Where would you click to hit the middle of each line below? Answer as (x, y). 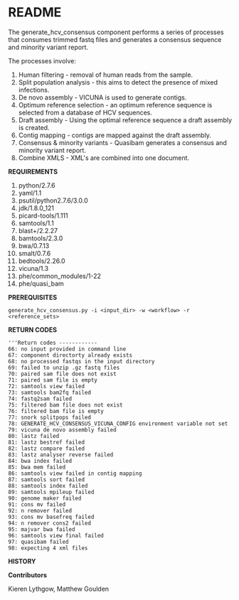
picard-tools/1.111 (43, 215)
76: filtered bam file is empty (56, 411)
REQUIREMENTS (33, 171)
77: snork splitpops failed (50, 417)
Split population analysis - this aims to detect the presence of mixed (118, 82)
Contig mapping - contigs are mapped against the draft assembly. (115, 135)
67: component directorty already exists (70, 355)
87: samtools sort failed (46, 480)
